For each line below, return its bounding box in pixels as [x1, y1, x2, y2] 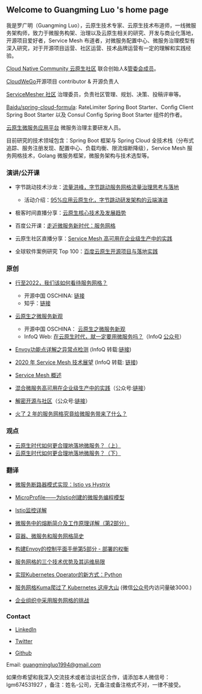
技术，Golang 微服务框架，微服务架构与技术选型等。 [22, 151, 153, 159]
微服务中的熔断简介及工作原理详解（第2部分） [14, 520, 130, 526]
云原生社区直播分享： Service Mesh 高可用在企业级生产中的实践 [14, 235, 173, 242]
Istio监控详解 [14, 507, 47, 514]
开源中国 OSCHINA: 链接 [24, 292, 85, 299]
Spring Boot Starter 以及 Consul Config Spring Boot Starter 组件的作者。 [6, 111, 186, 118]
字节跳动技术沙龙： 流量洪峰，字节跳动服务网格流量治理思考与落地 [14, 183, 179, 191]
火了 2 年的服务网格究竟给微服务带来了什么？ [14, 410, 128, 417]
